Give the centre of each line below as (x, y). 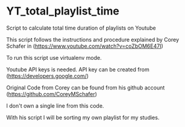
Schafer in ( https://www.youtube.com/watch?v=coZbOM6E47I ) (85, 46)
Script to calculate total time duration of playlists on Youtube (81, 28)
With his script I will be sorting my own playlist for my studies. (83, 117)
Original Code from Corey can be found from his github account (86, 87)
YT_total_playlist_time (63, 11)
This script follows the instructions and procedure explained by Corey (93, 39)
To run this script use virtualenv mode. (54, 57)
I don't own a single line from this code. (55, 106)
